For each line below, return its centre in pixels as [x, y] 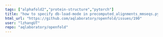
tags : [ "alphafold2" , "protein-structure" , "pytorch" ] [59, 9]
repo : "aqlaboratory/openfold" [37, 27]
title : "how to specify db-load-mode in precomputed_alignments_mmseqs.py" [83, 14]
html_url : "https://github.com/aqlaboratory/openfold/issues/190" [73, 18]
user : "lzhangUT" [23, 23]
